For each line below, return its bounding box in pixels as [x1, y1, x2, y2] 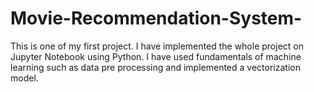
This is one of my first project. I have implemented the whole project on [10, 40, 304, 52]
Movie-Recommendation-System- [10, 7, 303, 30]
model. [10, 72, 39, 84]
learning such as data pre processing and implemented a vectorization [10, 61, 301, 73]
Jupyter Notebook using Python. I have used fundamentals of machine [10, 50, 302, 62]
